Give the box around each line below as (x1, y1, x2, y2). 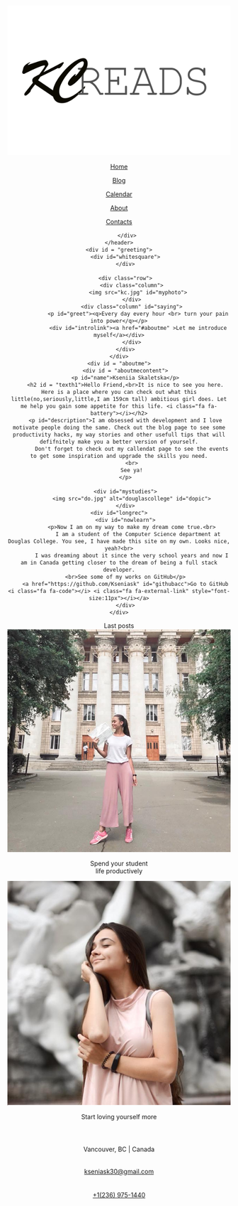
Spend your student (90, 859, 148, 868)
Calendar (106, 190, 132, 198)
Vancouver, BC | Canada (83, 1145, 155, 1153)
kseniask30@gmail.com (84, 1168, 154, 1176)
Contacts (106, 218, 132, 225)
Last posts (103, 621, 135, 630)
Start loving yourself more (81, 1113, 157, 1121)
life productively (95, 866, 143, 875)
